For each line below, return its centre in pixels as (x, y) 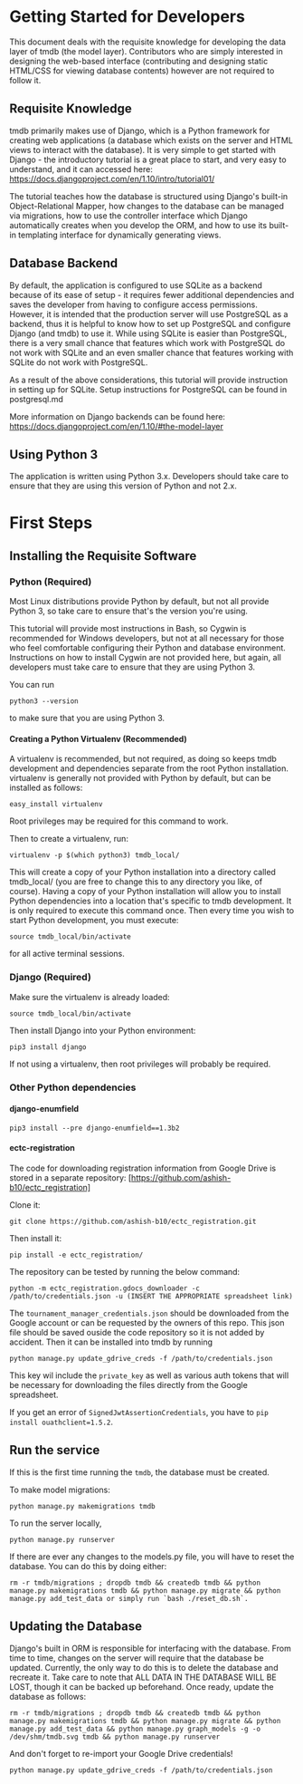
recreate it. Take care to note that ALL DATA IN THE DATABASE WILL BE (143, 1677)
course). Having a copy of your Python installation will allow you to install (146, 892)
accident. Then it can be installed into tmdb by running (111, 1342)
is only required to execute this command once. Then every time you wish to (152, 911)
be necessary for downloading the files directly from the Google (129, 1385)
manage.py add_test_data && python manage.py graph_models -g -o (135, 1729)
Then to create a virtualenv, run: (69, 839)
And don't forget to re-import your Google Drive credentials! (121, 1753)
